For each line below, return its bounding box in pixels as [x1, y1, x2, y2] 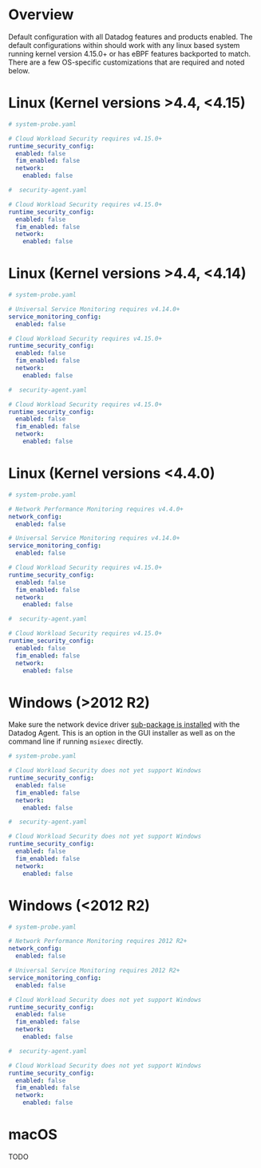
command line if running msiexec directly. [8, 736, 144, 747]
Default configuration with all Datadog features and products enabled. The [8, 32, 253, 41]
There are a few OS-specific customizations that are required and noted [8, 57, 245, 67]
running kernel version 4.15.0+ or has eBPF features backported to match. [8, 49, 251, 58]
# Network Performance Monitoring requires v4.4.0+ [8, 505, 184, 513]
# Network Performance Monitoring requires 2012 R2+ [8, 937, 188, 945]
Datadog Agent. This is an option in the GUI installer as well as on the [8, 728, 235, 738]
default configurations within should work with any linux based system [8, 40, 240, 49]
